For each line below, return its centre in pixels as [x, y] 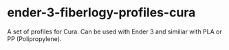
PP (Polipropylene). [34, 38]
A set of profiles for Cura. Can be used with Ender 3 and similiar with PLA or [115, 32]
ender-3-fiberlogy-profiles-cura [101, 13]
